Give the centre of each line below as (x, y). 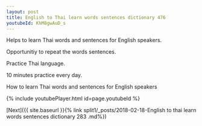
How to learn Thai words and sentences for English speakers (82, 87)
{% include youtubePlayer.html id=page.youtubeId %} (73, 99)
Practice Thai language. (36, 63)
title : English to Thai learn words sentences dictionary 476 (86, 17)
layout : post (23, 12)
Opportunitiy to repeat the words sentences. (61, 52)
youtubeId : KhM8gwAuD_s (36, 23)
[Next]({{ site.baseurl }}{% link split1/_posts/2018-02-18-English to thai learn (101, 110)
